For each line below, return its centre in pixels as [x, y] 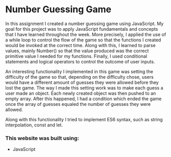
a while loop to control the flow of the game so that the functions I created [83, 40]
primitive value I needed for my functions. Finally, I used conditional [76, 56]
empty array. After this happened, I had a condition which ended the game [83, 99]
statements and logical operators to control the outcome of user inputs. [80, 61]
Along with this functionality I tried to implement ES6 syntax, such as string [84, 119]
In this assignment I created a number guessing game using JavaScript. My [84, 24]
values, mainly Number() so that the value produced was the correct [77, 51]
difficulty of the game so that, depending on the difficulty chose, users [80, 77]
